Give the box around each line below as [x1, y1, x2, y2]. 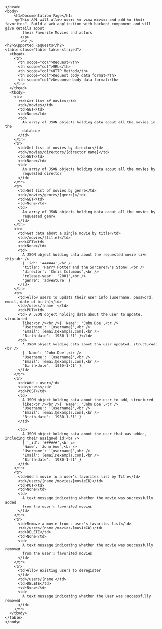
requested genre [22, 214, 55, 219]
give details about [5, 26, 45, 31]
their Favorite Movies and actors [22, 30, 92, 35]
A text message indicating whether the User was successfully [22, 594, 151, 599]
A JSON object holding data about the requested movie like [22, 252, 147, 257]
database [22, 128, 40, 133]
